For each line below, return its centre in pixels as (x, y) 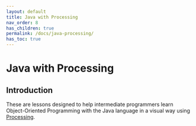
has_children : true (30, 28)
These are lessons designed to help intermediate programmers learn (90, 104)
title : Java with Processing (42, 17)
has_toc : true (24, 39)
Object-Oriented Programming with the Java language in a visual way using (98, 111)
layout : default (26, 12)
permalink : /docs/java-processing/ (50, 34)
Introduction (30, 90)
